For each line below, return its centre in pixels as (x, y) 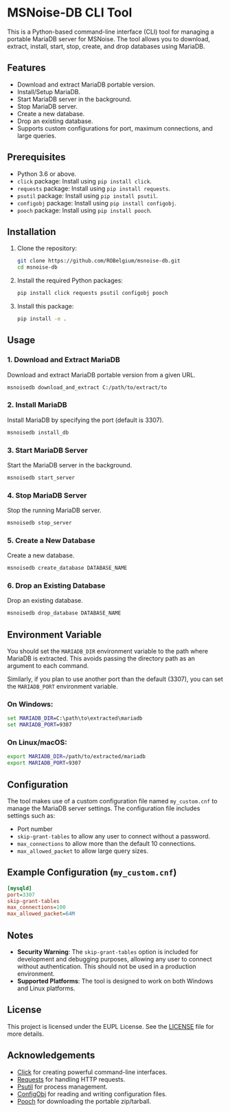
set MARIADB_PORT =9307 (39, 725)
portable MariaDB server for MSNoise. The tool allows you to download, (109, 38)
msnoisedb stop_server (39, 523)
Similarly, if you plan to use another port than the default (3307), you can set (115, 679)
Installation (32, 232)
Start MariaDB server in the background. (74, 99)
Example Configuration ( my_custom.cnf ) (92, 872)
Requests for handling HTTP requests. (71, 1079)
